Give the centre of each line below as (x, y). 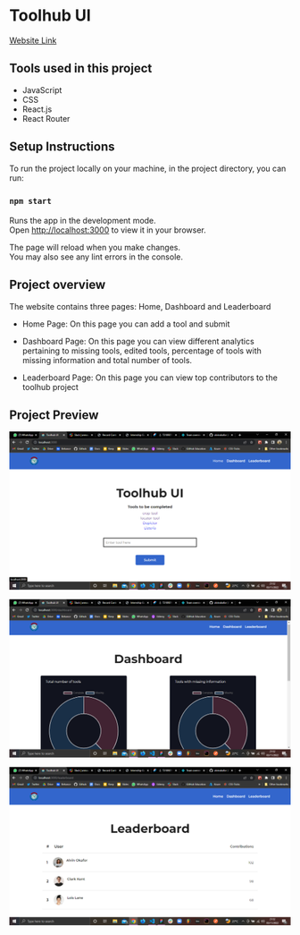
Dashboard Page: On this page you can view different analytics (138, 341)
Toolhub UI (50, 16)
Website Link (33, 40)
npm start (30, 201)
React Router (46, 118)
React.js (37, 109)
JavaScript (42, 89)
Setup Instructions (62, 147)
